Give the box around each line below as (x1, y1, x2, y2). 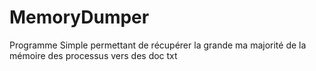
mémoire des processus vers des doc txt (9, 49, 178, 61)
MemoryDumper (9, 6, 150, 29)
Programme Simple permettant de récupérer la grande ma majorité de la (9, 39, 307, 51)
